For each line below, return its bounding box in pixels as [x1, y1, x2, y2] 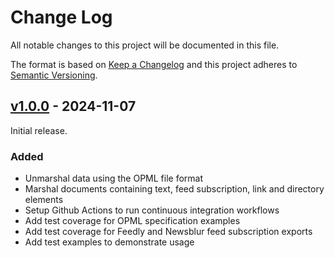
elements [24, 194, 64, 206]
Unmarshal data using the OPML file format [24, 172, 204, 185]
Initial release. [10, 124, 68, 136]
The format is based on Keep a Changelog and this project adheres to [10, 58, 298, 70]
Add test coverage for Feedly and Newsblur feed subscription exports [24, 226, 313, 238]
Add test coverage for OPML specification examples [24, 215, 241, 227]
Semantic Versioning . [10, 69, 98, 81]
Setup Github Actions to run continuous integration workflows [24, 204, 280, 216]
